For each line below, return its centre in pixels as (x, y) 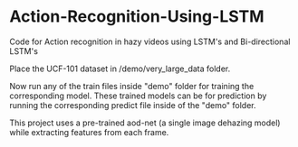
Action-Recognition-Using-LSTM (137, 17)
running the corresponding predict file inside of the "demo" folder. (133, 105)
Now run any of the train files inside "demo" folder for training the (132, 86)
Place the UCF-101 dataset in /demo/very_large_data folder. (120, 69)
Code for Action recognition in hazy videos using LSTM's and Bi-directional (150, 41)
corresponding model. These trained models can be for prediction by (138, 96)
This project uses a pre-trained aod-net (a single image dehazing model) (145, 123)
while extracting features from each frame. (89, 132)
